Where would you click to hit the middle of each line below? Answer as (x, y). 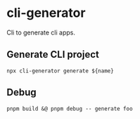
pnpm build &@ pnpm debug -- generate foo (70, 108)
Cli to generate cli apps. (41, 32)
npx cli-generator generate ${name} (60, 71)
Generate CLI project (53, 55)
